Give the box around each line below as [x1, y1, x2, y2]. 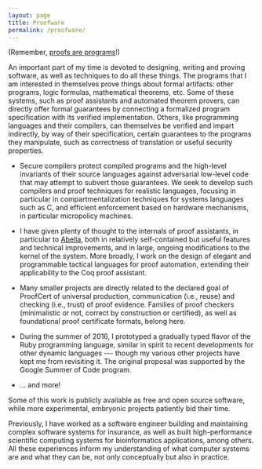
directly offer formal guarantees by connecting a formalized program [8, 104, 231, 114]
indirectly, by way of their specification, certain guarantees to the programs [8, 129, 253, 139]
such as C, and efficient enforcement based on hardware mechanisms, [19, 203, 249, 213]
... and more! [19, 380, 61, 390]
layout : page [8, 11, 51, 20]
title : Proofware [8, 19, 65, 27]
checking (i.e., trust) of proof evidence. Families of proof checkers [19, 300, 235, 310]
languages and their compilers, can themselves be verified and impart [8, 121, 235, 130]
